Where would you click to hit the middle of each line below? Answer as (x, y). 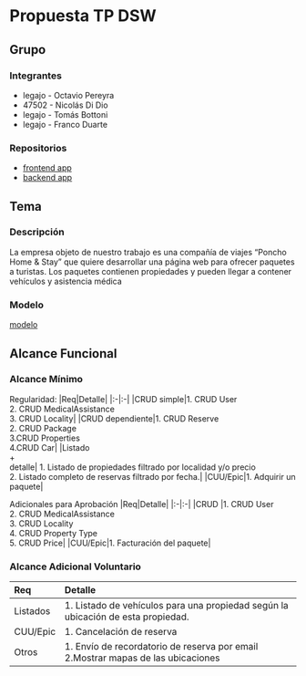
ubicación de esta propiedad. (127, 617)
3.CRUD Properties (45, 438)
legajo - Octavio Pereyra (68, 95)
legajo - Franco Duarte (65, 124)
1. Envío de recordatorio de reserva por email (161, 647)
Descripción (37, 232)
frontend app (47, 168)
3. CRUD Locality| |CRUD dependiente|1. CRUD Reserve (114, 418)
